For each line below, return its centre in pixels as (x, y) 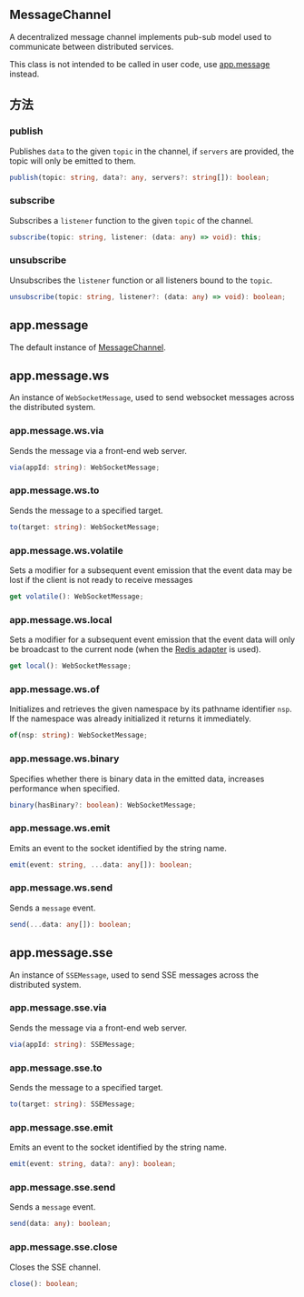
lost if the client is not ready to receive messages (101, 579)
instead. (25, 74)
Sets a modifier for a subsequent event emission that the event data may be (151, 570)
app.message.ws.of (54, 689)
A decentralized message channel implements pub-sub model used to (141, 36)
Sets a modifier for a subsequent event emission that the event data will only (152, 639)
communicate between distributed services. (92, 46)
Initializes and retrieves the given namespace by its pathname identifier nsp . (151, 709)
